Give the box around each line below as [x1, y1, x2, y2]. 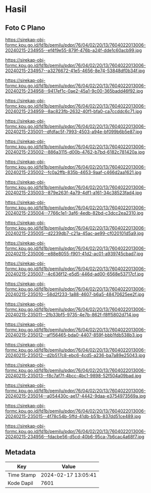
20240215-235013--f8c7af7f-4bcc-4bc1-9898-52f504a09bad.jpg [5, 373, 142, 378]
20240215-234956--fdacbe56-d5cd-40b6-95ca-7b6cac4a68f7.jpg [5, 434, 145, 439]
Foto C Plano [5, 24, 45, 32]
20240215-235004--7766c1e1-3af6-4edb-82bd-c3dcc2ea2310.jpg [5, 210, 144, 216]
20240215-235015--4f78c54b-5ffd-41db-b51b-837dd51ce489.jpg [5, 413, 141, 419]
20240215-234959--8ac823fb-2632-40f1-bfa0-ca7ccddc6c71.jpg [5, 109, 142, 114]
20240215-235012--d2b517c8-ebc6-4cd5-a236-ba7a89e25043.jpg [5, 352, 146, 358]
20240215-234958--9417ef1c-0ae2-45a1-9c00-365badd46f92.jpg [5, 88, 143, 94]
